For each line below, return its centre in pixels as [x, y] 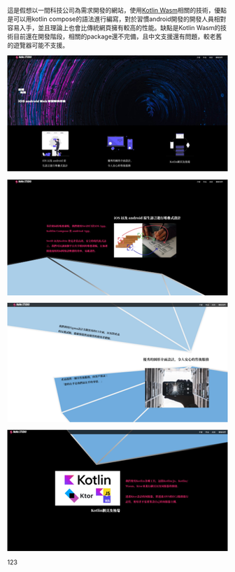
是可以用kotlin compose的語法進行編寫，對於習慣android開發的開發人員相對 [117, 19]
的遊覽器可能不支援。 [38, 45]
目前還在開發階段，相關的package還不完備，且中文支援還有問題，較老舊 [117, 36]
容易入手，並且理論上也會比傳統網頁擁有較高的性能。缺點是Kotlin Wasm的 [114, 28]
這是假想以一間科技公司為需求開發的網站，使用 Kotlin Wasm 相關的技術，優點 [117, 10]
